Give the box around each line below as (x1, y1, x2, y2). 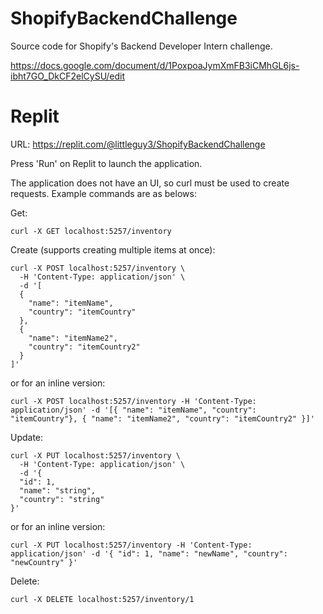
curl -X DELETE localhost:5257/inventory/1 (10, 594, 195, 604)
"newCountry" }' (10, 557, 78, 567)
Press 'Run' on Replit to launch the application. (10, 157, 203, 169)
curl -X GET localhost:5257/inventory (10, 226, 172, 236)
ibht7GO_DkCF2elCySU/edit (10, 70, 126, 82)
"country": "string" (19, 494, 105, 504)
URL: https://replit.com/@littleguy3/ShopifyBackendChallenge (10, 138, 266, 150)
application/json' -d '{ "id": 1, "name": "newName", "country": (10, 548, 288, 559)
